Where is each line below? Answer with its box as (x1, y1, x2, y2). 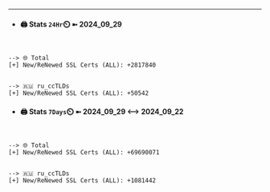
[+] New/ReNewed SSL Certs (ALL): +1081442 (8, 177, 157, 185)
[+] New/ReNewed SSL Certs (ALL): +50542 (8, 89, 149, 97)
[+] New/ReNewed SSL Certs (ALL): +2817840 (8, 61, 157, 69)
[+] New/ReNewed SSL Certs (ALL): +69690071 (8, 149, 160, 157)
